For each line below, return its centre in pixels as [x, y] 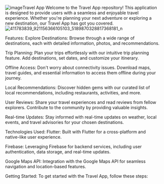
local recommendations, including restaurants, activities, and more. [73, 93]
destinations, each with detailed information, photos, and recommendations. [82, 43]
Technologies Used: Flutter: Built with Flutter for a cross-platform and [76, 132]
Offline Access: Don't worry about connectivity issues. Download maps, [78, 67]
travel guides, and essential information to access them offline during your [81, 73]
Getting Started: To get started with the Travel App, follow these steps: [77, 176]
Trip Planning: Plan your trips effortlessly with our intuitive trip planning [77, 53]
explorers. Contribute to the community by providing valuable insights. [76, 107]
